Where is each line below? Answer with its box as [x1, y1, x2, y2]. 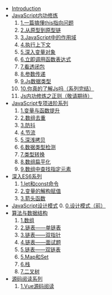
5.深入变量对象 [20, 49, 56, 55]
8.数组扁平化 [20, 158, 51, 165]
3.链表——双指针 [20, 231, 61, 238]
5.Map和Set [20, 253, 49, 260]
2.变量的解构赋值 [20, 187, 61, 194]
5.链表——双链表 [20, 246, 61, 253]
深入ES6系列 [11, 173, 42, 180]
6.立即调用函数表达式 [20, 56, 71, 63]
